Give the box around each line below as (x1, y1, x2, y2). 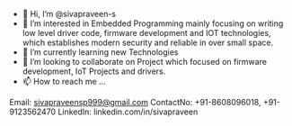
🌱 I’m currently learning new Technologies (22, 47, 179, 58)
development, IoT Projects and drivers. (22, 66, 166, 76)
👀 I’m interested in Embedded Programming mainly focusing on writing (22, 18, 284, 29)
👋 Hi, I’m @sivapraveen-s (22, 9, 117, 19)
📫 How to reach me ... (22, 76, 106, 86)
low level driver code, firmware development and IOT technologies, (22, 28, 271, 38)
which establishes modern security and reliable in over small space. (22, 37, 274, 48)
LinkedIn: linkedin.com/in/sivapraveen (58, 106, 199, 117)
